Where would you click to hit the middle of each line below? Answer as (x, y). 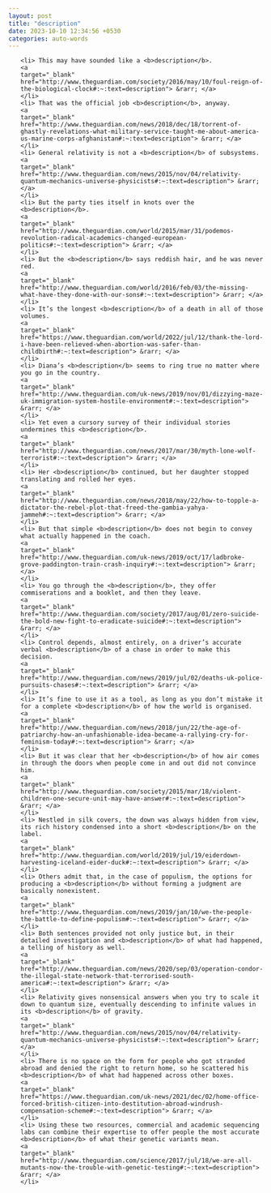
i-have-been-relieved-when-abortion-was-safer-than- (111, 345)
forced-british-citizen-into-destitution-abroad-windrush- (122, 1104)
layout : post (30, 16)
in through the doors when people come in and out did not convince (138, 763)
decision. (37, 657)
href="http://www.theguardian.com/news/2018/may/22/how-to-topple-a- (140, 501)
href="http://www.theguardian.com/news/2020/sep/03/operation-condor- (142, 969)
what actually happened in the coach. (85, 536)
